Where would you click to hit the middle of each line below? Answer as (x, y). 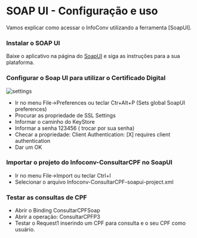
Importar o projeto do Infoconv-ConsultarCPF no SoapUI (90, 163)
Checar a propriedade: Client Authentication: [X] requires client (93, 134)
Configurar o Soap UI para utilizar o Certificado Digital (86, 78)
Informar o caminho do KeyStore (55, 121)
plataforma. (20, 62)
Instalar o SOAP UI (33, 43)
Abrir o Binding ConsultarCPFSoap (57, 210)
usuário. (25, 230)
